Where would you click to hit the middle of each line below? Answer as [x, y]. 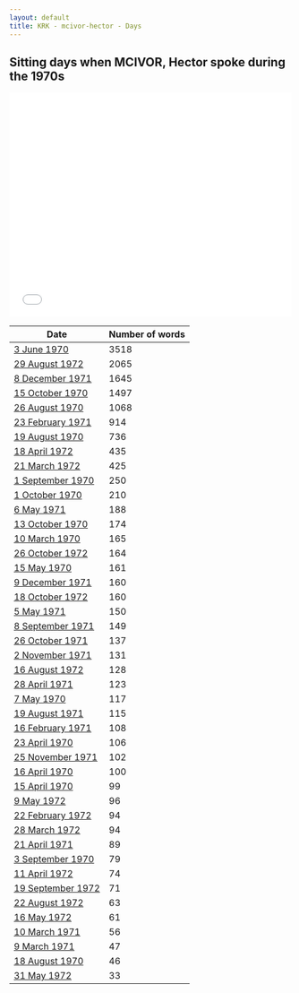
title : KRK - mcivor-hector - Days [76, 26]
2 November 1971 [53, 655]
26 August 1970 [49, 408]
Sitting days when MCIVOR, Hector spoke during [148, 62]
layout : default [39, 17]
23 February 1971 [53, 422]
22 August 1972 [49, 903]
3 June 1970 [41, 350]
